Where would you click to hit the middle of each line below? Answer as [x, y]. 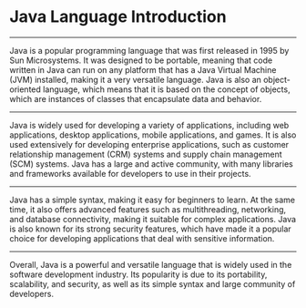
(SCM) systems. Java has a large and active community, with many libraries [151, 164]
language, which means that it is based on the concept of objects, [166, 89]
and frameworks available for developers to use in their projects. [131, 173]
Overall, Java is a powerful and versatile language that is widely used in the [151, 264]
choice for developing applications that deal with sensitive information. [142, 238]
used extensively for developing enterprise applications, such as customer [149, 144]
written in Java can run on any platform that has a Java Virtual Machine [143, 69]
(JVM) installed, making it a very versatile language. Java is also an [136, 79]
